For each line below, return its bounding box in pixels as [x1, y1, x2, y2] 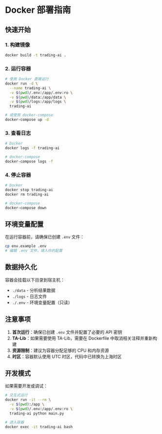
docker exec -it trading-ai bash [5, 424, 73, 429]
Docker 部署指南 [5, 4, 72, 16]
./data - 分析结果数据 [12, 287, 56, 293]
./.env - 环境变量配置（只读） [12, 299, 73, 305]
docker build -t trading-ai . [5, 52, 67, 58]
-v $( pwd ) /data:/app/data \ [9, 95, 67, 100]
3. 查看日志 [5, 130, 31, 136]
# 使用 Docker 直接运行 [5, 77, 49, 82]
